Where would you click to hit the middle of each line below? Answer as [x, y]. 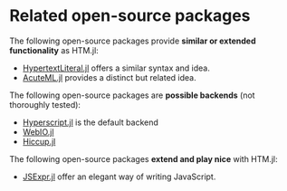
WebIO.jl [38, 131]
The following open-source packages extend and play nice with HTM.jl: [143, 158]
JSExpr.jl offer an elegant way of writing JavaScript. [119, 177]
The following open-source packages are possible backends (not [132, 95]
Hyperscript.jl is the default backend [90, 122]
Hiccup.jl [39, 141]
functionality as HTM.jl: [54, 50]
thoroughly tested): [45, 104]
